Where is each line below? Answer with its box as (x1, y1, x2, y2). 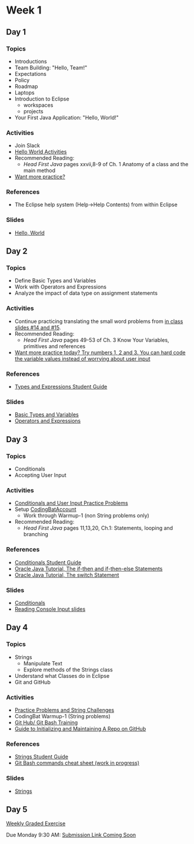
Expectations (14, 70, 47, 77)
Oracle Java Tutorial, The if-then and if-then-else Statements (14, 565, 163, 572)
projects (23, 107, 44, 115)
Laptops (14, 89, 35, 96)
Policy (14, 76, 30, 83)
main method (23, 167, 56, 174)
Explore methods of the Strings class (23, 666, 113, 673)
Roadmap (14, 83, 38, 90)
